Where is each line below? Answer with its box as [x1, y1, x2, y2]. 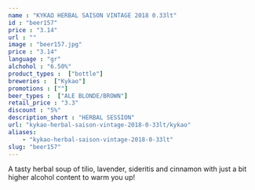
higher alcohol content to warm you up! [8, 173, 136, 182]
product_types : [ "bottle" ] [8, 70, 104, 78]
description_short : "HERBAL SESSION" [8, 114, 135, 122]
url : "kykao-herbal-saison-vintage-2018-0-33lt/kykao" [8, 121, 191, 129]
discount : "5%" [8, 107, 61, 115]
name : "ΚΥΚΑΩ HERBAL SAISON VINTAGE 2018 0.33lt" [8, 11, 177, 20]
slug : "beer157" [8, 143, 61, 151]
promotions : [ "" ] [8, 84, 68, 93]
